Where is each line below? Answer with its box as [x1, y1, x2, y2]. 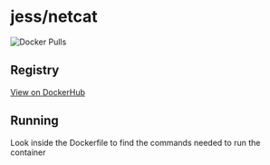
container [10, 147, 46, 158]
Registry [10, 63, 60, 78]
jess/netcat [10, 6, 98, 27]
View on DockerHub [10, 86, 85, 97]
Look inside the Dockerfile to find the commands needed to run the [10, 137, 261, 148]
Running [10, 113, 60, 129]
